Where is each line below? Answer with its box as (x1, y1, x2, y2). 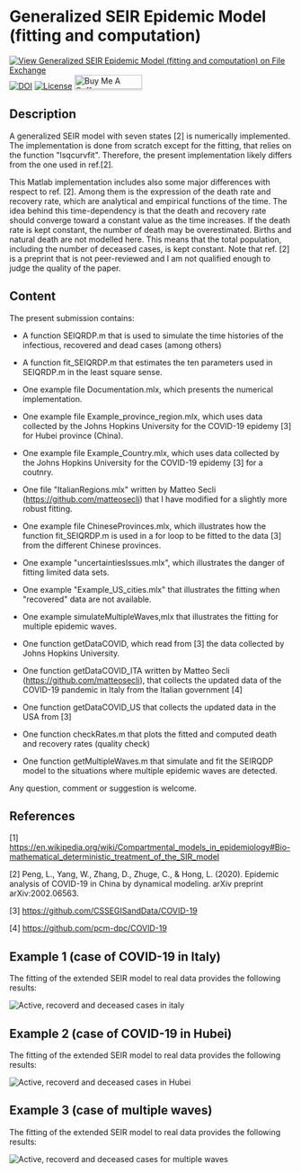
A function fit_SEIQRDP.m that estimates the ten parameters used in (22, 357, 273, 368)
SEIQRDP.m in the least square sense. (22, 366, 164, 377)
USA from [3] (22, 711, 72, 721)
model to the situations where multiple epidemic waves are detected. (22, 765, 279, 775)
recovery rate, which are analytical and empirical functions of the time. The (9, 195, 288, 206)
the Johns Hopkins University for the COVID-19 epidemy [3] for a (22, 457, 263, 468)
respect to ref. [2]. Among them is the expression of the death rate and (9, 186, 271, 197)
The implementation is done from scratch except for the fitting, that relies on (9, 139, 292, 150)
